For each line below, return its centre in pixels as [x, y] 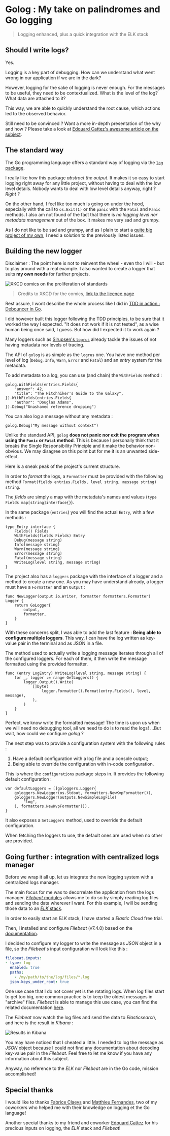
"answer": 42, [29, 389]
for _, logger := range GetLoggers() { [57, 678]
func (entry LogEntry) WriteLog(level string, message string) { [76, 673]
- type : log [18, 963]
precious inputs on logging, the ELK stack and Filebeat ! [63, 1128]
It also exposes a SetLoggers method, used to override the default [74, 820]
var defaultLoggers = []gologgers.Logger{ [51, 788]
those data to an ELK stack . [34, 908]
